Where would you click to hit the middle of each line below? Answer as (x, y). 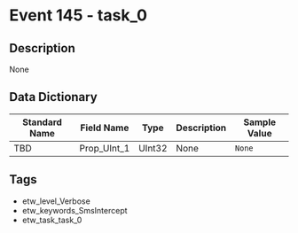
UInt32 (153, 148)
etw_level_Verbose (56, 201)
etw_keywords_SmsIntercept (74, 210)
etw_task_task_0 (52, 220)
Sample (260, 122)
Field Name (105, 128)
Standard (42, 122)
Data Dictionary (53, 97)
